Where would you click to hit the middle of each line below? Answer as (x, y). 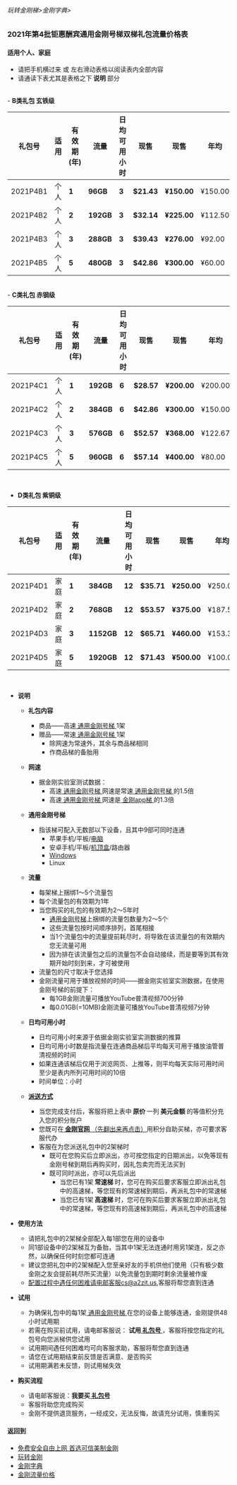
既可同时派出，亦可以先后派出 (92, 1173)
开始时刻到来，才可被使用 (93, 963)
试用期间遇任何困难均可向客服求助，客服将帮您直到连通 (108, 1348)
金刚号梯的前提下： (67, 990)
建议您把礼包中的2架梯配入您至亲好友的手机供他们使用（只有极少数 (126, 1265)
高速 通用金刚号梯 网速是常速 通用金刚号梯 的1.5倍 (121, 791)
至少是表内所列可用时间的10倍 (82, 1073)
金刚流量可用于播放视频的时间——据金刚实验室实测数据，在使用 (131, 981)
